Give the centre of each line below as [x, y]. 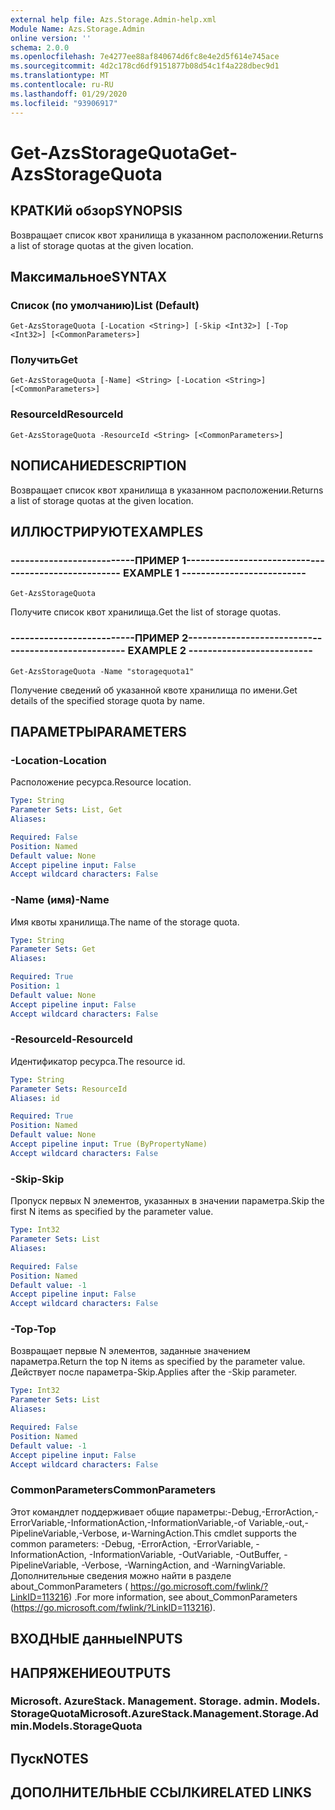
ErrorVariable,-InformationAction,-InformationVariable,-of [128, 1522]
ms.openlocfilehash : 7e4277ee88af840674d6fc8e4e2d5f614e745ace [145, 57]
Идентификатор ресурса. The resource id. [98, 1061]
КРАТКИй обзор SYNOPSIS [96, 211]
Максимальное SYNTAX [89, 276]
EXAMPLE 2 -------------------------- [220, 651]
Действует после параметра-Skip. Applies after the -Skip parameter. [154, 1372]
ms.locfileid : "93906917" [64, 103]
